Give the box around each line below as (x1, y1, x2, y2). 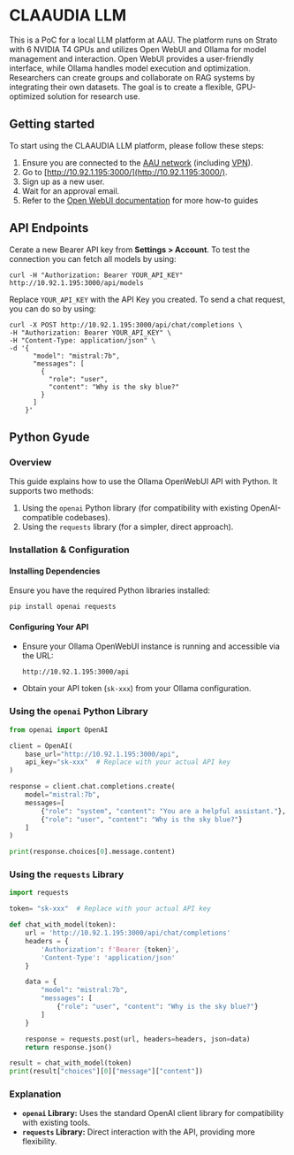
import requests (9, 889, 69, 897)
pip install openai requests (9, 603, 117, 612)
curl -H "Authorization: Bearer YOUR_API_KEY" (9, 271, 184, 280)
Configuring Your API (9, 621, 89, 632)
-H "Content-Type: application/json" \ (9, 335, 156, 345)
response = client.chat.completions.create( (9, 782, 176, 791)
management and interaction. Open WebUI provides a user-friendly (9, 53, 254, 64)
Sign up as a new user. (21, 176, 105, 187)
